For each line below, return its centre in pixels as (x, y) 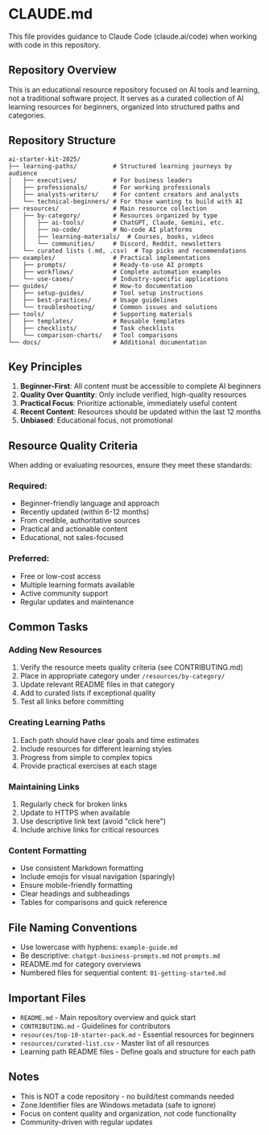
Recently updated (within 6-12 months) (85, 512)
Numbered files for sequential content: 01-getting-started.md (123, 973)
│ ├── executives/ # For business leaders (101, 180)
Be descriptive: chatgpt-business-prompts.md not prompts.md (120, 955)
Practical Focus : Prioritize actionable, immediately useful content (128, 403)
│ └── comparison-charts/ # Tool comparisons (93, 335)
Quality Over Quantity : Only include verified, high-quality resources (133, 394)
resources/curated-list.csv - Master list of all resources (114, 1042)
